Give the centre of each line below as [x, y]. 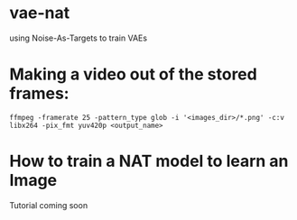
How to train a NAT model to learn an [149, 161]
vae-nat [40, 13]
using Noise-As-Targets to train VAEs [78, 38]
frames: [39, 94]
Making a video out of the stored [133, 74]
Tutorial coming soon [49, 205]
